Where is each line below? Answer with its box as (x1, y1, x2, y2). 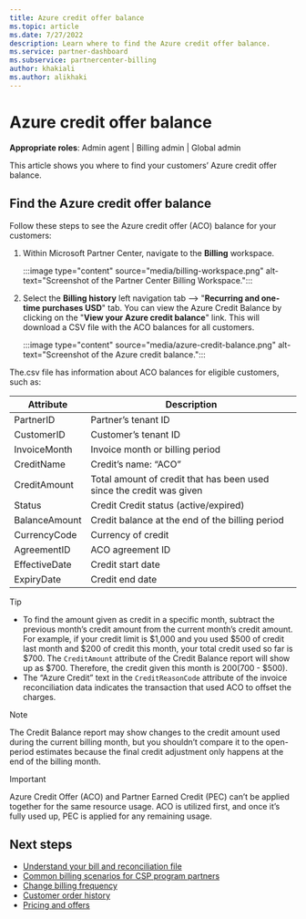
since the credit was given (90, 484, 203, 497)
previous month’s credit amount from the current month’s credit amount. (22, 624, 293, 635)
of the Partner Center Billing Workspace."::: (90, 274, 253, 285)
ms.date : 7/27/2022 (9, 30, 84, 39)
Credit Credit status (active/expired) (90, 499, 245, 511)
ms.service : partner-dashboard (9, 47, 128, 57)
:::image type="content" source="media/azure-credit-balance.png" (22, 339, 276, 350)
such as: (9, 376, 42, 387)
